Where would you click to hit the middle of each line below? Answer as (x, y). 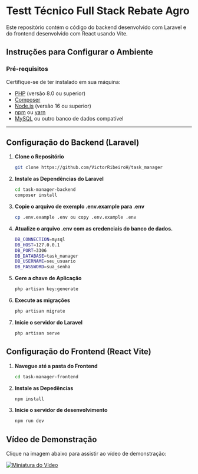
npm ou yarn (30, 112)
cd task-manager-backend (45, 190)
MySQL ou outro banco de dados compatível (69, 118)
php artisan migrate (40, 311)
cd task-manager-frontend (46, 376)
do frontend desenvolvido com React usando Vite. (67, 33)
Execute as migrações (42, 300)
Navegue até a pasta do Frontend (56, 366)
